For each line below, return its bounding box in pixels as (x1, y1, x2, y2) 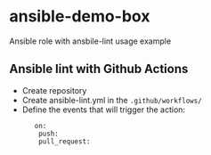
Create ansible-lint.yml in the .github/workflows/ (21, 94, 202, 105)
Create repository (21, 85, 87, 95)
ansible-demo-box (9, 6, 150, 27)
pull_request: (38, 136, 91, 146)
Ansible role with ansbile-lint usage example (9, 36, 172, 46)
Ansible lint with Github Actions (9, 61, 189, 77)
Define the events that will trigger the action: (21, 104, 185, 115)
